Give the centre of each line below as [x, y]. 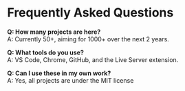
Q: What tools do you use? [46, 52]
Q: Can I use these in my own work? [59, 73]
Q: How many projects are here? [54, 32]
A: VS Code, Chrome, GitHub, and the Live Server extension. [93, 59]
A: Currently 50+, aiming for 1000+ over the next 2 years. [88, 39]
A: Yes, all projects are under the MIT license [70, 80]
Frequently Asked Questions [90, 13]
